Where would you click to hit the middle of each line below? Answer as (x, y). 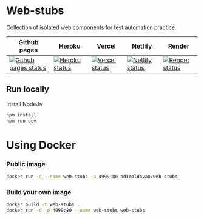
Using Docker (41, 145)
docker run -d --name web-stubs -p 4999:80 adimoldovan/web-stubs (92, 177)
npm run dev (21, 121)
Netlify (142, 46)
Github (29, 42)
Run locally (28, 89)
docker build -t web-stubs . (43, 205)
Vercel (107, 46)
